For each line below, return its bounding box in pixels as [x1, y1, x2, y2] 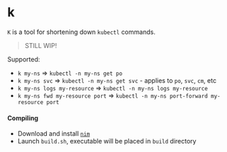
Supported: [7, 54, 40, 64]
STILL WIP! [24, 41, 57, 49]
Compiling [7, 114, 39, 122]
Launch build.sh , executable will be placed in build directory [17, 137, 197, 146]
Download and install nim [17, 129, 91, 138]
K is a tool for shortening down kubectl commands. [7, 28, 156, 36]
